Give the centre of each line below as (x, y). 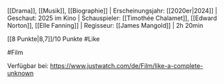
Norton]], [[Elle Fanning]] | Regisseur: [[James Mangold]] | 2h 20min (105, 25)
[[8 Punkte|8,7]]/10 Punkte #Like (54, 39)
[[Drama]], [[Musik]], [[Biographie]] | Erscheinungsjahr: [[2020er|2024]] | (112, 11)
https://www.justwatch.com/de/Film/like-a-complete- (127, 66)
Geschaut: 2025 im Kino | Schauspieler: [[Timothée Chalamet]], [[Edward (112, 18)
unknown (21, 73)
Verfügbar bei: (28, 66)
